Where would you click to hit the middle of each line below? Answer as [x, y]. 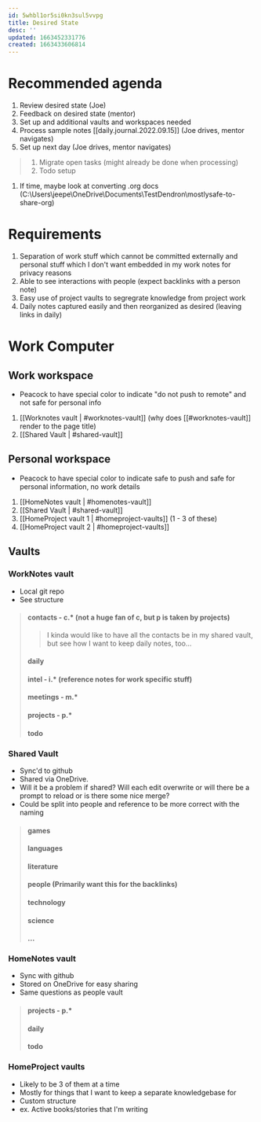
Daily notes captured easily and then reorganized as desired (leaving [130, 306]
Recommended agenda [85, 84]
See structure [42, 599]
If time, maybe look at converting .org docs [89, 186]
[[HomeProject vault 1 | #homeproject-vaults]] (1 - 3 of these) [118, 518]
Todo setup [57, 171]
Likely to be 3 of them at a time [69, 1084]
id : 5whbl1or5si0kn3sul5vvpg [56, 15]
